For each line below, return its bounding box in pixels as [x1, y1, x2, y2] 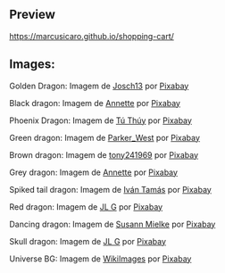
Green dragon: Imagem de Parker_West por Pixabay [9, 132, 201, 143]
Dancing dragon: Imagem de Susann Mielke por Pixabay [9, 219, 216, 229]
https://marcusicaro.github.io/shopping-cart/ [9, 30, 174, 41]
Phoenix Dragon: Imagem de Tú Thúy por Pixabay [9, 115, 192, 126]
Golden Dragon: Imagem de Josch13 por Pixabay [9, 80, 189, 91]
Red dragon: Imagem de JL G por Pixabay [9, 201, 163, 212]
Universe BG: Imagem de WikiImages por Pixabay [9, 253, 192, 264]
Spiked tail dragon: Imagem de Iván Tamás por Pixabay [9, 184, 212, 194]
